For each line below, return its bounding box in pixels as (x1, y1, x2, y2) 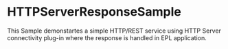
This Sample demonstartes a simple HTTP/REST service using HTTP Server (7, 27, 222, 35)
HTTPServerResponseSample (7, 4, 182, 20)
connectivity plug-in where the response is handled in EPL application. (7, 33, 207, 42)
